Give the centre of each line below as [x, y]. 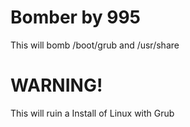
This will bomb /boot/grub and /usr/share [95, 45]
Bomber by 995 [76, 17]
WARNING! [56, 85]
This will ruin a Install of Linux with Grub [92, 113]
